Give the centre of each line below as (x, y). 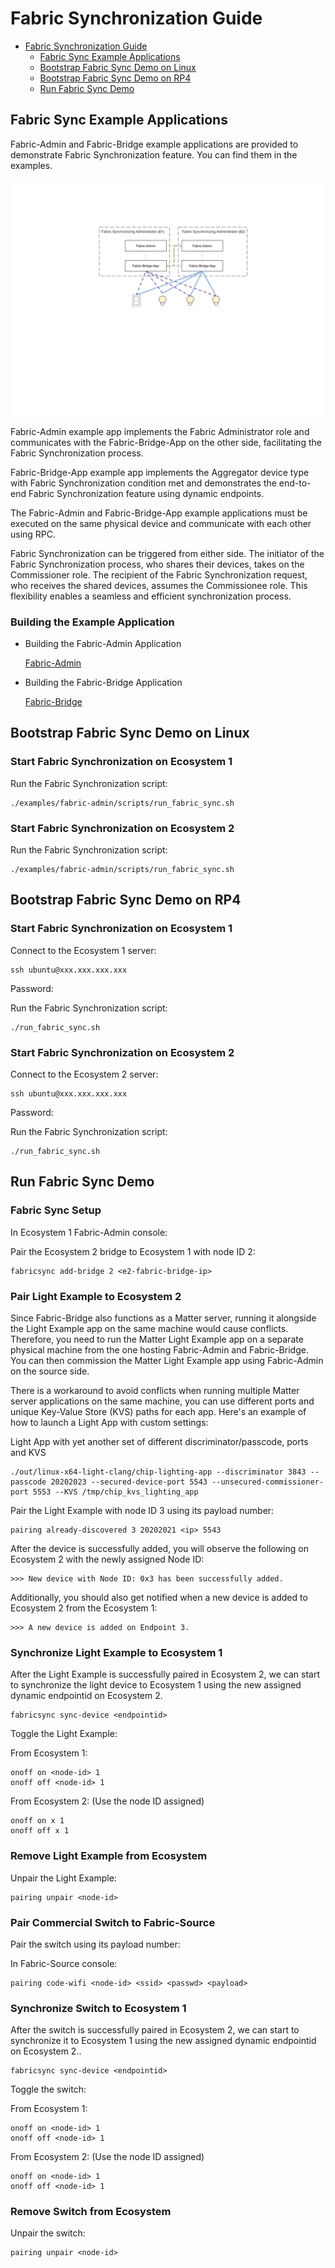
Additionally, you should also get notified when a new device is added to (159, 1597)
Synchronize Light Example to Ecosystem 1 (116, 1652)
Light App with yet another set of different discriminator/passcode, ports (159, 1441)
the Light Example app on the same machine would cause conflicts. (149, 1328)
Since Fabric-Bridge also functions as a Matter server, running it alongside (163, 1318)
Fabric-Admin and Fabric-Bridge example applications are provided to (154, 144)
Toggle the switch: (48, 2089)
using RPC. (33, 534)
